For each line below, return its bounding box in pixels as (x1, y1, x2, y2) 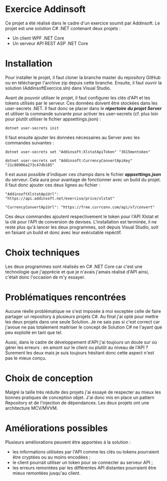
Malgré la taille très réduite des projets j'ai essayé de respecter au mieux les (5, 389, 161, 395)
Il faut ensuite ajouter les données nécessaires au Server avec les (5, 134, 140, 140)
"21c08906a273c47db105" (5, 162, 55, 167)
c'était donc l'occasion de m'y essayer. (5, 274, 86, 280)
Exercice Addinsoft (5, 3, 86, 15)
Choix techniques (5, 247, 80, 258)
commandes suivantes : (5, 139, 54, 145)
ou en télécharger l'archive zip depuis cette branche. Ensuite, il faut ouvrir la (5, 79, 162, 85)
